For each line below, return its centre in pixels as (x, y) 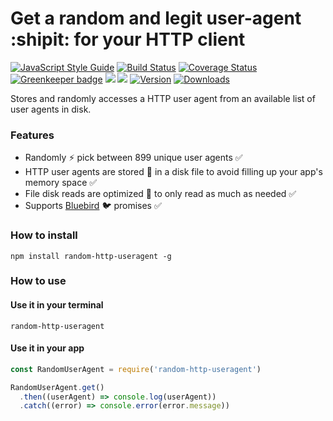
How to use (38, 281)
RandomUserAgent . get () (57, 387)
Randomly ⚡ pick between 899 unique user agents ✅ (133, 158)
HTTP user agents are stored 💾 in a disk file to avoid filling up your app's (173, 172)
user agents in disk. (51, 109)
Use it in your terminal (57, 305)
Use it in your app (47, 348)
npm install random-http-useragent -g (91, 256)
